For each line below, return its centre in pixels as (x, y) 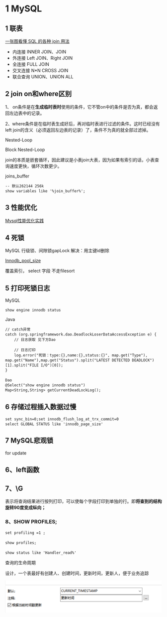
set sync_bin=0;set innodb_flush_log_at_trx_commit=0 (62, 419)
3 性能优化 (21, 208)
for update (16, 453)
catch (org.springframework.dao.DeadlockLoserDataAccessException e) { (81, 334)
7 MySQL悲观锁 (29, 441)
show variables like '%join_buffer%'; (45, 191)
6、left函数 (22, 470)
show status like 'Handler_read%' (41, 553)
